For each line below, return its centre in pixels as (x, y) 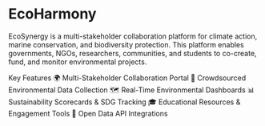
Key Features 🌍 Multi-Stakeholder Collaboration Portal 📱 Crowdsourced (127, 78)
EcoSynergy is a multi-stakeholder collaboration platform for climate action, (133, 36)
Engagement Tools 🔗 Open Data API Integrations (88, 113)
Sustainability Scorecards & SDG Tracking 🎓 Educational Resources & (124, 102)
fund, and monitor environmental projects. (78, 62)
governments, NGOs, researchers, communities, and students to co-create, (133, 53)
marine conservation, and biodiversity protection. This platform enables (126, 44)
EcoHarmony (52, 14)
